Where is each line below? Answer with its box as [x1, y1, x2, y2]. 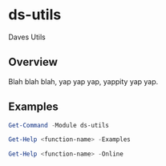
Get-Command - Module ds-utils [8, 121, 110, 129]
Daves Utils [8, 32, 47, 42]
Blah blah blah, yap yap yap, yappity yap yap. [8, 76, 159, 86]
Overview [8, 55, 59, 69]
